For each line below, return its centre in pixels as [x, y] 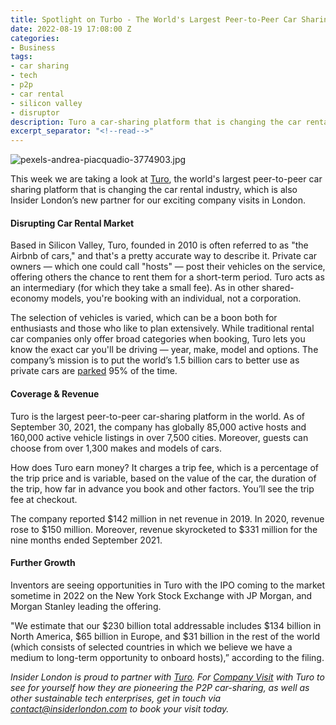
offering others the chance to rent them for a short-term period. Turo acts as [167, 277]
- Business [33, 47]
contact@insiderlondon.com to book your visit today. [120, 708]
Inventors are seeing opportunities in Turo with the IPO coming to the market [168, 585]
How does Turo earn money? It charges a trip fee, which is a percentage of [165, 467]
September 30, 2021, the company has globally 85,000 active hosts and [158, 427]
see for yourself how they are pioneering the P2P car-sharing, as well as [160, 687]
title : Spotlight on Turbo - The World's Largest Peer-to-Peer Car [154, 19]
